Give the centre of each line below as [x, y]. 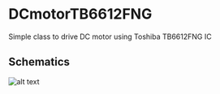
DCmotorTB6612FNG [80, 14]
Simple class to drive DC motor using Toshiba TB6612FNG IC [110, 36]
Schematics [39, 62]
